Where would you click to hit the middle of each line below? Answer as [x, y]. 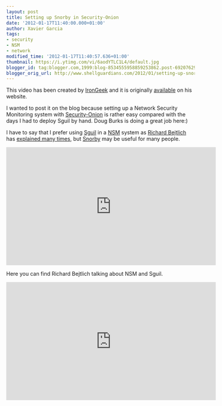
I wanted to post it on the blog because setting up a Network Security [92, 108]
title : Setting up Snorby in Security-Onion [63, 17]
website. [17, 97]
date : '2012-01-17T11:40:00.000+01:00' [56, 23]
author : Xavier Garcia [34, 28]
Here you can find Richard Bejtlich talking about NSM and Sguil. [85, 274]
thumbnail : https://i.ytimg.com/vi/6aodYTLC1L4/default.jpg [83, 62]
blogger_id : [21, 67]
